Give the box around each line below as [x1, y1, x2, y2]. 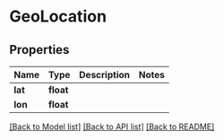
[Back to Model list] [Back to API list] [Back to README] [9, 121, 215, 132]
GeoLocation [9, 6, 108, 27]
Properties [9, 42, 70, 57]
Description [79, 69, 130, 81]
